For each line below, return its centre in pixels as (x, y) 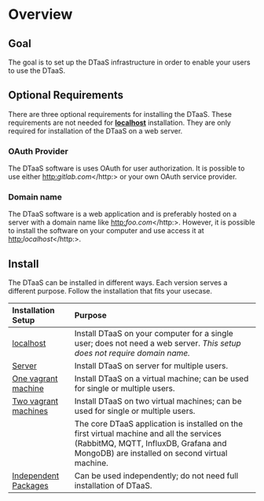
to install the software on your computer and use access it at (106, 231)
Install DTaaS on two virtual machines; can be (158, 401)
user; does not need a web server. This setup (158, 343)
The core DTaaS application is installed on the (159, 424)
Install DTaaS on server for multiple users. (151, 366)
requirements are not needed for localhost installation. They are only (120, 123)
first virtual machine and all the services (148, 433)
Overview (40, 15)
